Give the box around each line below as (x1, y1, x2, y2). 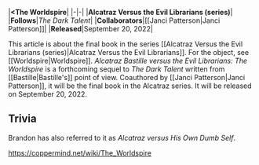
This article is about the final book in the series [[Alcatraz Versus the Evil (8, 39, 243, 49)
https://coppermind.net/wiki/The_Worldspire (8, 148, 151, 157)
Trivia (8, 112, 37, 126)
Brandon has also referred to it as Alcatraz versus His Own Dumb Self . (8, 133, 236, 142)
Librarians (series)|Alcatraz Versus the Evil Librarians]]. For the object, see (8, 48, 250, 57)
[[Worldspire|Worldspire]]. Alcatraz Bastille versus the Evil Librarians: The (8, 56, 248, 65)
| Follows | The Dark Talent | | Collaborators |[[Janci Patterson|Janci (8, 16, 221, 25)
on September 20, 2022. (8, 90, 88, 98)
